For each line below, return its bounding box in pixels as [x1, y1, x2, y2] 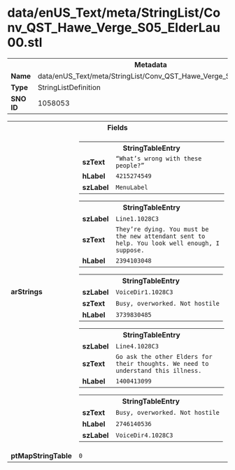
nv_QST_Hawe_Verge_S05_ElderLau [7, 20, 220, 36]
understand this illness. [115, 367, 202, 374]
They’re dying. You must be [115, 225, 209, 233]
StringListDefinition [37, 82, 101, 92]
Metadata [134, 59, 167, 69]
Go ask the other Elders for [115, 353, 213, 360]
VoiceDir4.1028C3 [115, 431, 173, 439]
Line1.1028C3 [115, 214, 159, 223]
